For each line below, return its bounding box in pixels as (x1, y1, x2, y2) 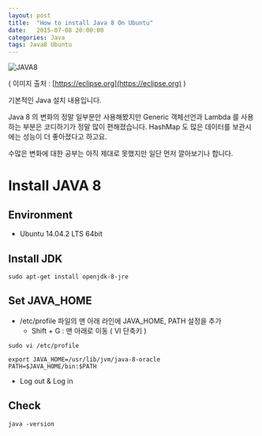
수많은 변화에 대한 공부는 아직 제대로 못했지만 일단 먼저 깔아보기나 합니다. (8, 149, 234, 158)
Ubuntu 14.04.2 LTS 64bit (19, 229, 103, 239)
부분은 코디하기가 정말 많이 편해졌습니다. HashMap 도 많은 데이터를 (22, 122, 231, 132)
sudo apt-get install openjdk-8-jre (8, 273, 129, 281)
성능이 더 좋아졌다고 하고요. (22, 132, 108, 142)
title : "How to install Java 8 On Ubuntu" (8, 19, 154, 27)
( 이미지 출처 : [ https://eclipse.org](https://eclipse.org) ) (8, 79, 187, 88)
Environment (8, 208, 73, 222)
